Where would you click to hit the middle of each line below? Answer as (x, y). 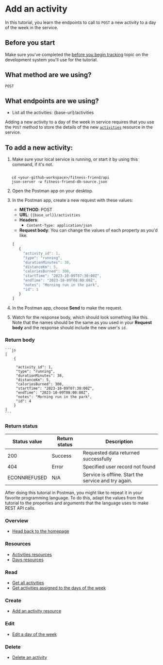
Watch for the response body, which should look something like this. (80, 317)
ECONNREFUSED (27, 478)
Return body (20, 340)
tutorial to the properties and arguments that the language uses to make (77, 503)
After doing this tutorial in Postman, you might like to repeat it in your (73, 493)
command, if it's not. (33, 165)
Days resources (28, 560)
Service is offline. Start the (113, 475)
